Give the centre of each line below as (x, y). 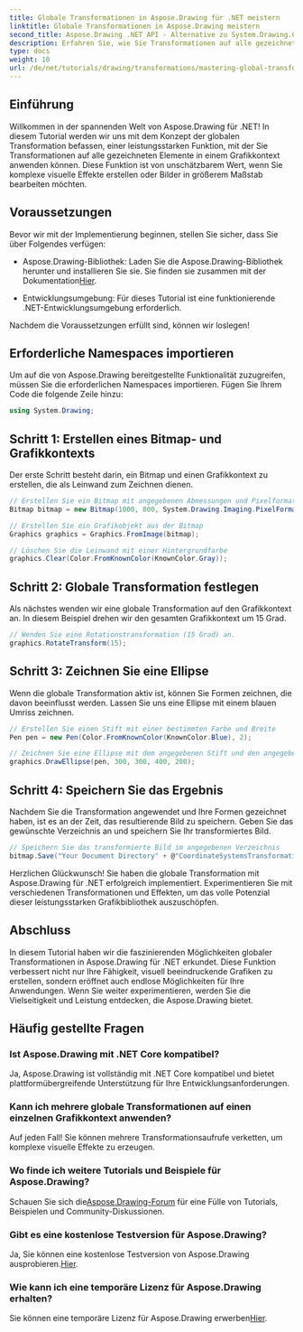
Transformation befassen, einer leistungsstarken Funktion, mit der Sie (139, 145)
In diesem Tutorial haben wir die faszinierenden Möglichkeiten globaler (141, 952)
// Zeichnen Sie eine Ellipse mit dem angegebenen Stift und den (134, 754)
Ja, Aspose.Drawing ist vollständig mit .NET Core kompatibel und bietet (142, 1074)
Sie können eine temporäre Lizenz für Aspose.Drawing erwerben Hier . (138, 1318)
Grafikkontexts (52, 453)
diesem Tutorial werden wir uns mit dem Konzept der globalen (125, 135)
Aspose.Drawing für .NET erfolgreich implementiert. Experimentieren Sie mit (151, 882)
